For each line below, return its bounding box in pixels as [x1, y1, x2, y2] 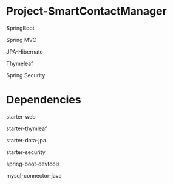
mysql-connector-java [6, 172, 62, 179]
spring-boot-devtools [6, 160, 60, 167]
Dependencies [6, 93, 81, 107]
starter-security [6, 148, 46, 156]
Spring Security [6, 71, 46, 79]
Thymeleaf [6, 60, 33, 67]
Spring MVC [6, 36, 37, 43]
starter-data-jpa [6, 136, 47, 144]
